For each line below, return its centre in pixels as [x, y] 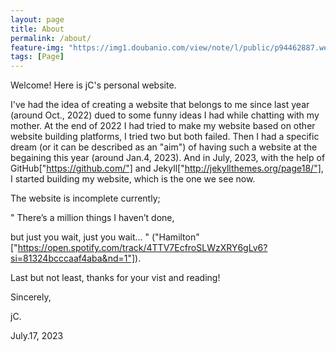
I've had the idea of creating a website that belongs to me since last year [160, 105]
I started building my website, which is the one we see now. [133, 179]
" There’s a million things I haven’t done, [92, 218]
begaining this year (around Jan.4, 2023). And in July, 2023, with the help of [168, 158]
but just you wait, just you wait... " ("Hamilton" [105, 237]
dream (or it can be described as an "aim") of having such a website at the [164, 147]
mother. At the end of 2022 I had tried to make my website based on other [163, 126]
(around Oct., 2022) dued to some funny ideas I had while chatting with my [165, 115]
